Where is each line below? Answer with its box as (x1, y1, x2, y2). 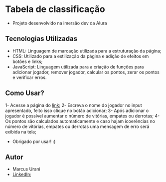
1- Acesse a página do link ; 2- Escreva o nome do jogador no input (5, 102, 142, 108)
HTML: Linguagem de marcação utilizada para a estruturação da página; (12, 47, 162, 53)
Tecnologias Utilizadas (5, 34, 78, 43)
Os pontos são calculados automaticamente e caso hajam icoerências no (5, 118, 156, 124)
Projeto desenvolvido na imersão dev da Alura (12, 20, 107, 26)
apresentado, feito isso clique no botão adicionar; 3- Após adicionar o (5, 107, 149, 113)
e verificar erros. (12, 74, 47, 80)
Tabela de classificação (5, 3, 106, 15)
